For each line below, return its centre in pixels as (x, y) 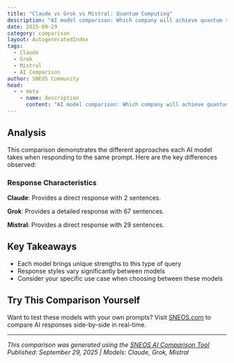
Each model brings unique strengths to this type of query (99, 263)
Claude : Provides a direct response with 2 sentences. (84, 198)
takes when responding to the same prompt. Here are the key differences (112, 157)
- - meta (26, 91)
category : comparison (39, 33)
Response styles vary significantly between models (91, 271)
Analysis (27, 133)
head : (15, 85)
